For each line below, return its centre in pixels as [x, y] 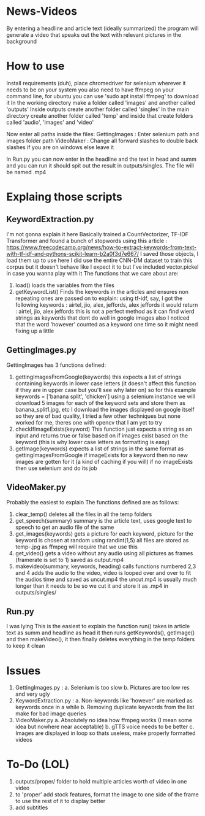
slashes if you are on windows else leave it [60, 147]
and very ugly [32, 694]
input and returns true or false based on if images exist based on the [102, 435]
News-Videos [42, 11]
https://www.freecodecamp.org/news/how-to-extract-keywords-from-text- [102, 247]
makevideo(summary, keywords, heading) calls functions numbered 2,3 [106, 566]
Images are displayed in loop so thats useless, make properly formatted [105, 733]
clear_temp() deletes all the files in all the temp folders [84, 514]
